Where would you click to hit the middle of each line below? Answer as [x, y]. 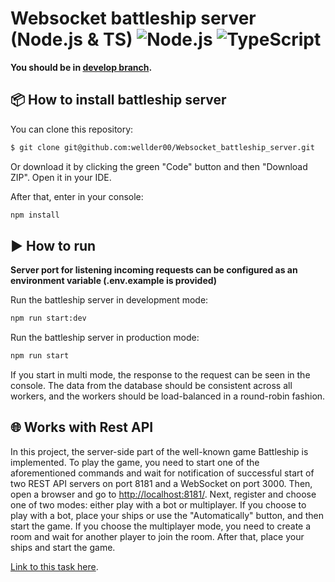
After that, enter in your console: [77, 196]
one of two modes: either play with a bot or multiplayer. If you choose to [158, 504]
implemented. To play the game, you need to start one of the [135, 462]
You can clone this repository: [72, 129]
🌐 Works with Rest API [82, 427]
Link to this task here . [54, 566]
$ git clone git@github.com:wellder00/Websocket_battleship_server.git [162, 147]
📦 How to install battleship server [118, 100]
